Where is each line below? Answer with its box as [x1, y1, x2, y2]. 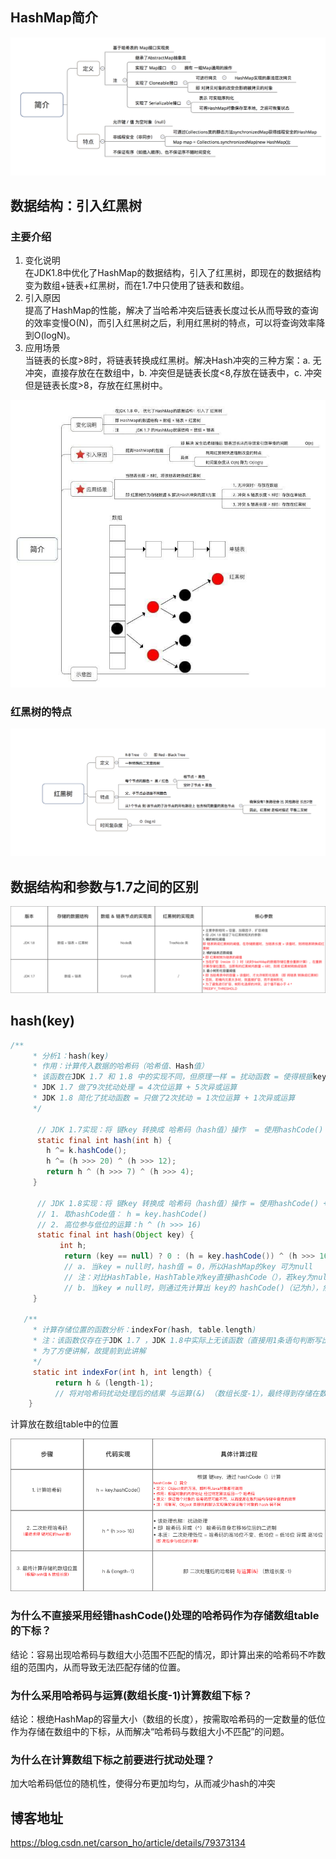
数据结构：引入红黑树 [10, 198, 142, 215]
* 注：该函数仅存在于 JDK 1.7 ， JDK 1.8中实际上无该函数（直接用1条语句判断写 [32, 1336, 322, 1346]
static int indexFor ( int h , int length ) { [32, 1367, 213, 1377]
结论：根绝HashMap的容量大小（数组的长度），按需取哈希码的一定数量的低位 [10, 1713, 327, 1725]
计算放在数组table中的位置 [10, 1418, 119, 1430]
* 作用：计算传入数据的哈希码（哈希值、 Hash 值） [32, 1061, 209, 1072]
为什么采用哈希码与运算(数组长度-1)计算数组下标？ [10, 1688, 253, 1702]
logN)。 [43, 329, 76, 342]
